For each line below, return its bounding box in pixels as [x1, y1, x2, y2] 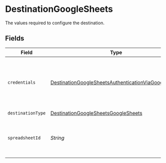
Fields [5, 34, 25, 43]
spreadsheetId [7, 135, 41, 141]
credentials [7, 79, 36, 85]
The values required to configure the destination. [5, 20, 105, 26]
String [50, 134, 65, 141]
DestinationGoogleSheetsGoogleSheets [50, 110, 142, 117]
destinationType [7, 110, 46, 116]
